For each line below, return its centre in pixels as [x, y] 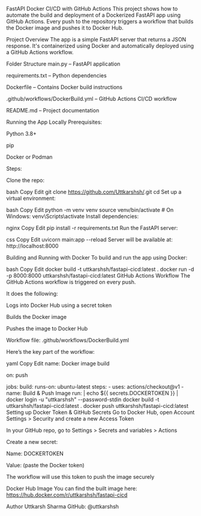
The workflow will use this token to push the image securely [80, 477]
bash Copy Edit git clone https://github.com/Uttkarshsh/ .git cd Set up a [94, 192]
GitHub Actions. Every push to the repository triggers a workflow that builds [100, 21]
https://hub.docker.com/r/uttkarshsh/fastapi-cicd [67, 495]
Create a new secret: [32, 442]
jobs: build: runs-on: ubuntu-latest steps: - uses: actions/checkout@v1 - [95, 387]
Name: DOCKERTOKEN [35, 454]
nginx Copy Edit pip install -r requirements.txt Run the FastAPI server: [92, 228]
